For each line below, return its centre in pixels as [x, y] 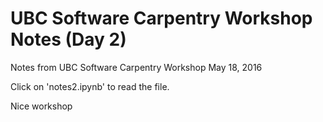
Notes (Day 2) [68, 39]
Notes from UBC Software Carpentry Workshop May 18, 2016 [136, 67]
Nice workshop [41, 106]
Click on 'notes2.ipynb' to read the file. [90, 86]
